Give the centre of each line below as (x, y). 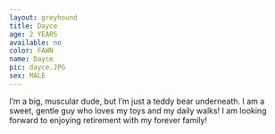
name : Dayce (31, 59)
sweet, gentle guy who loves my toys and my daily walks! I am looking (138, 110)
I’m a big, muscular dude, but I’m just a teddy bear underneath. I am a (137, 101)
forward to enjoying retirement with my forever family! (108, 120)
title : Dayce (33, 26)
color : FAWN (31, 51)
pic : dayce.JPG (37, 68)
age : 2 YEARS (33, 34)
